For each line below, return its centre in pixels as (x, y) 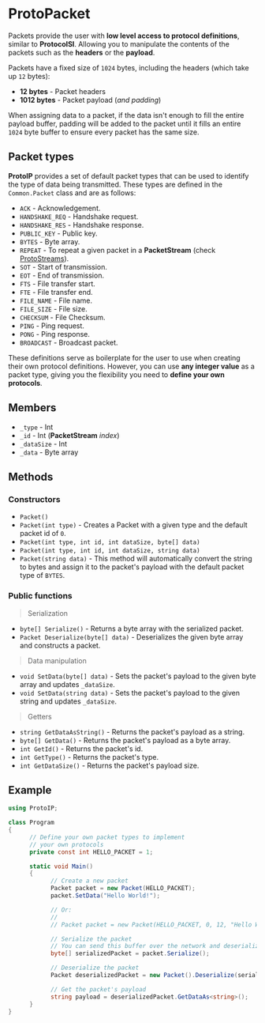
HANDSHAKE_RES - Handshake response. (82, 225)
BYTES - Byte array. (50, 241)
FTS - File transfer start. (58, 283)
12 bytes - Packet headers (63, 91)
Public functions (40, 596)
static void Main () (61, 866)
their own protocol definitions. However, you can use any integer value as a (131, 366)
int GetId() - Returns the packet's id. (81, 749)
